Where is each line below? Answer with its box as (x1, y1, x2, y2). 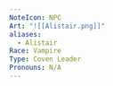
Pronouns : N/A (9, 64, 62, 73)
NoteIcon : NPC (9, 13, 62, 22)
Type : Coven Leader (9, 55, 82, 64)
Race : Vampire (9, 47, 62, 56)
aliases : (9, 30, 42, 39)
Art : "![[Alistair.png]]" (9, 21, 105, 30)
